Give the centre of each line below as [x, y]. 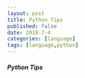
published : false [32, 26]
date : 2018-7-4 [29, 32]
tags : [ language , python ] [43, 45]
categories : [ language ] [41, 39]
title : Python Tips [35, 20]
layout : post [26, 13]
